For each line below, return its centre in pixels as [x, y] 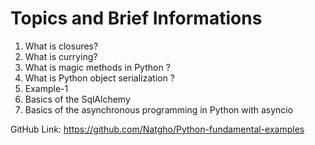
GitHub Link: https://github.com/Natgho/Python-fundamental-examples [157, 129]
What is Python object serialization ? [99, 78]
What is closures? [61, 46]
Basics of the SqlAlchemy [77, 99]
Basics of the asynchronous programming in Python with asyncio [159, 109]
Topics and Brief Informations [136, 18]
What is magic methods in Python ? [97, 67]
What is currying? [61, 56]
